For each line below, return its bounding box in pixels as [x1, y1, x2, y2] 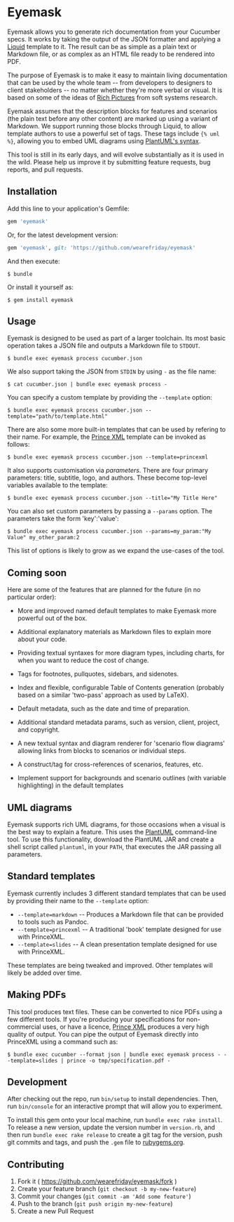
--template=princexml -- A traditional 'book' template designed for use [17, 925, 222, 933]
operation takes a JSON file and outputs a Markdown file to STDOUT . [7, 341, 201, 350]
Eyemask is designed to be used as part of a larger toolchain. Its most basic [7, 334, 226, 343]
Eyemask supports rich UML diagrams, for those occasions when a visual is [7, 820, 226, 829]
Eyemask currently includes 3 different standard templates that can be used [7, 889, 226, 898]
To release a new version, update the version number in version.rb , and [7, 1123, 216, 1131]
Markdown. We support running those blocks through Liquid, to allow [7, 121, 207, 130]
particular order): [7, 593, 57, 601]
